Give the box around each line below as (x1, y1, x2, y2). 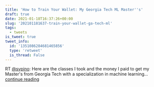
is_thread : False (9, 52, 45, 58)
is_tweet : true (5, 35, 36, 40)
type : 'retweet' (9, 48, 43, 53)
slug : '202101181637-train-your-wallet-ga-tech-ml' (5, 21, 112, 26)
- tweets (9, 30, 27, 35)
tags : (5, 25, 16, 30)
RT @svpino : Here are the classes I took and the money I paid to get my (5, 66, 150, 72)
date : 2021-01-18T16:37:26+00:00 (5, 16, 73, 21)
